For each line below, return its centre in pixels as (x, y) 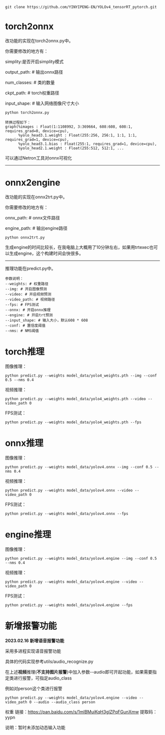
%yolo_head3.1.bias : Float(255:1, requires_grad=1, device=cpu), (87, 144)
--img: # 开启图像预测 (26, 289)
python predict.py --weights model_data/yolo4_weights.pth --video (76, 399)
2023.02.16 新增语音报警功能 (35, 640)
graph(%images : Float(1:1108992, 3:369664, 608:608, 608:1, (69, 127)
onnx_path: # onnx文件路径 (33, 218)
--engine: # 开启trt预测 (29, 315)
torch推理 (25, 352)
